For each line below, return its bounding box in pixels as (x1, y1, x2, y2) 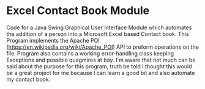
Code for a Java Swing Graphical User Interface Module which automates (6, 24, 192, 31)
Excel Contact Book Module (6, 4, 150, 18)
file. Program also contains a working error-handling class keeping (6, 49, 174, 57)
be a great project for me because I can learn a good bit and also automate (6, 69, 195, 76)
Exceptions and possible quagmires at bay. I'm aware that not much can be (6, 56, 196, 63)
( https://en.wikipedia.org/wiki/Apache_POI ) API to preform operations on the (6, 43, 199, 51)
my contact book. (6, 76, 51, 83)
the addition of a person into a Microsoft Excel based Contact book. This (6, 30, 189, 37)
